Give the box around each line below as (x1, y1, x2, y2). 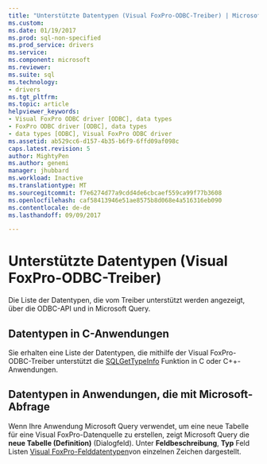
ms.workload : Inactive (8, 174, 83, 183)
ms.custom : (8, 19, 44, 27)
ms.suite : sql (8, 71, 56, 79)
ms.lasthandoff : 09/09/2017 (8, 211, 102, 219)
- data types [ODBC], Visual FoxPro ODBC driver (8, 130, 172, 137)
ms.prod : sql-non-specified (8, 33, 102, 42)
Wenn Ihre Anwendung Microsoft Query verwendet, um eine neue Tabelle (8, 421, 249, 431)
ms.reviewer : (8, 64, 52, 72)
